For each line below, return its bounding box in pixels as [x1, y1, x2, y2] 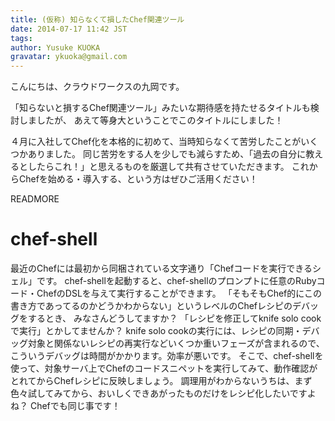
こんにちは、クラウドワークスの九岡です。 [10, 81, 185, 93]
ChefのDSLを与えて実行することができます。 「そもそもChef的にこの [36, 287, 322, 300]
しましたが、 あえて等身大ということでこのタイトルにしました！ [18, 114, 284, 126]
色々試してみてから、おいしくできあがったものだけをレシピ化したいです [10, 387, 308, 400]
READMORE [10, 193, 60, 205]
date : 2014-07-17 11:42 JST [10, 24, 128, 34]
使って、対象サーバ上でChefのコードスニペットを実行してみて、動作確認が [10, 362, 318, 375]
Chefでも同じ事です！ [29, 400, 121, 412]
